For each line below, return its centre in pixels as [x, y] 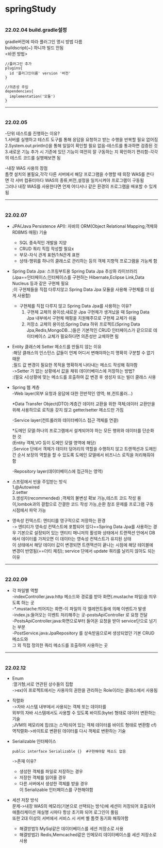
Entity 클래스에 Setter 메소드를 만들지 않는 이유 [57, 346]
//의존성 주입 [17, 87]
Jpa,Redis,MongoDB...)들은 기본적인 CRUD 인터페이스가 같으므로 [89, 330]
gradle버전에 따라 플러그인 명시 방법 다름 [44, 41]
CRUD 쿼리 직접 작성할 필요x [47, 249]
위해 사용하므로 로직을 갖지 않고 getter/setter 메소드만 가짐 [68, 410]
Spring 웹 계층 [26, 387]
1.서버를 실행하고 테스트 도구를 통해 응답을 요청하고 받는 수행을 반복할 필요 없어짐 [81, 140]
